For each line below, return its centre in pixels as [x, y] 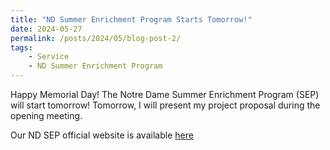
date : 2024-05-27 [46, 29]
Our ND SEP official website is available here [102, 135]
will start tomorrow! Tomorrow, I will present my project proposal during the [165, 105]
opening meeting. [46, 115]
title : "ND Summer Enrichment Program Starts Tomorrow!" [131, 19]
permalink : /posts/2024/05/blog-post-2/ [96, 38]
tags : [21, 47]
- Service [49, 57]
